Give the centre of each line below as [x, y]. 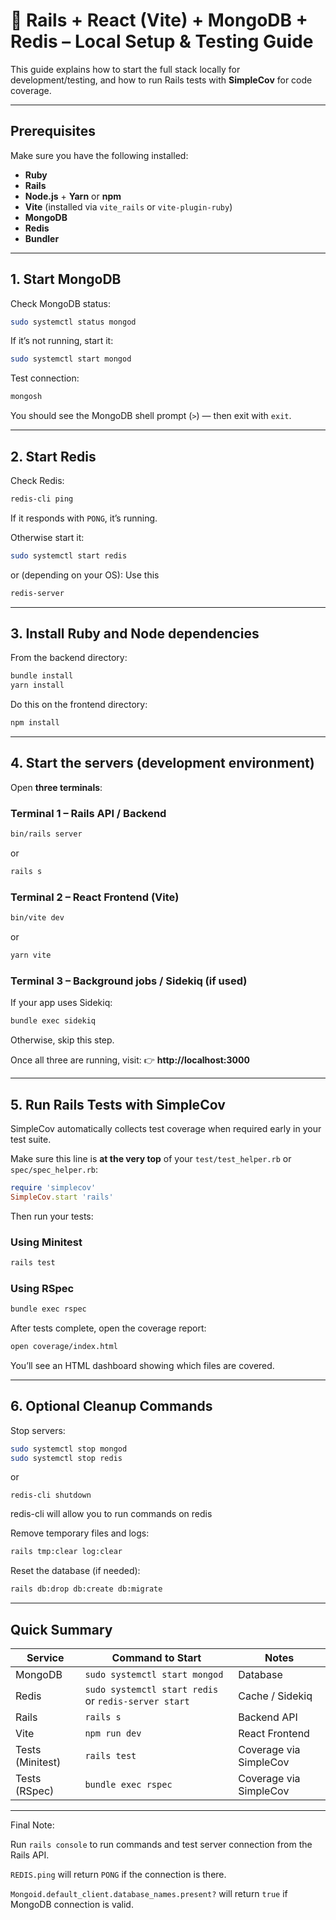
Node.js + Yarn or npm [73, 196]
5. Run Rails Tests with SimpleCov [118, 1104]
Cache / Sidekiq [275, 1696]
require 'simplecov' [53, 1187]
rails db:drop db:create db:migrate [86, 1589]
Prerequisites [53, 131]
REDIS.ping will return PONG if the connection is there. [118, 1875]
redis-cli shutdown [51, 1495]
